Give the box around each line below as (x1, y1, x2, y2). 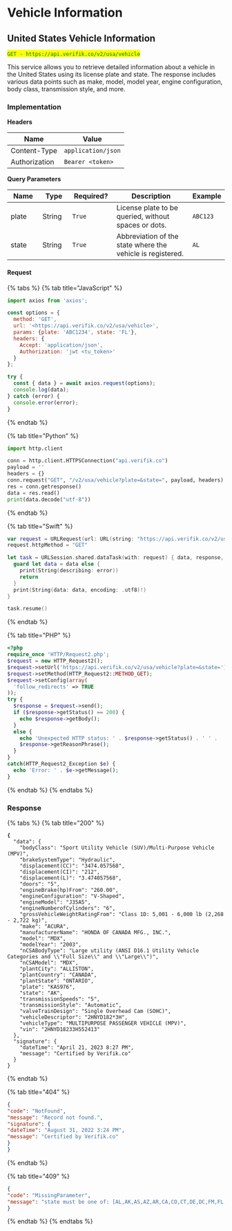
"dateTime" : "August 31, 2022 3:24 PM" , (7, 1127, 126, 1134)
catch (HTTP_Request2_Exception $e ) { (7, 760, 116, 767)
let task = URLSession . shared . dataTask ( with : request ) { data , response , (7, 554, 224, 561)
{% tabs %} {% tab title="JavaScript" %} (7, 284, 123, 292)
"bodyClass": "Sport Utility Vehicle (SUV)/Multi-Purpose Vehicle (19, 844, 215, 851)
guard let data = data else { (13, 560, 100, 568)
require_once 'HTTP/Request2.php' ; (7, 651, 110, 658)
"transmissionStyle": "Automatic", (19, 1001, 122, 1008)
